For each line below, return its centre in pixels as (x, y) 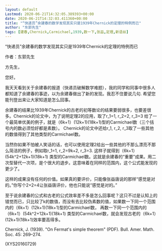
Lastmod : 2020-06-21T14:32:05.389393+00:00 (50, 14)
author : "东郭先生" (23, 28)
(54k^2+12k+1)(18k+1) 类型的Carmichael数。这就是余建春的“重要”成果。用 (79, 157)
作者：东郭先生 (20, 57)
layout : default (21, 9)
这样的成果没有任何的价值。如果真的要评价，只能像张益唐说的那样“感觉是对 (80, 179)
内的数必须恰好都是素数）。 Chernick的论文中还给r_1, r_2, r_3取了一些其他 (81, 128)
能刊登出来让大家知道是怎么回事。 (39, 100)
